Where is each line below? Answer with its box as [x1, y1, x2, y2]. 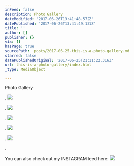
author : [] [5, 30, 28, 35]
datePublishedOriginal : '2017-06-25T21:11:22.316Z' [5, 58, 114, 63]
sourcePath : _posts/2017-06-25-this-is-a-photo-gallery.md [5, 48, 130, 53]
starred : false [5, 53, 37, 58]
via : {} [5, 40, 21, 44]
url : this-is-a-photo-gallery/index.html [5, 62, 92, 67]
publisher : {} [5, 35, 35, 40]
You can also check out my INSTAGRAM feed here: [5, 156, 109, 161]
